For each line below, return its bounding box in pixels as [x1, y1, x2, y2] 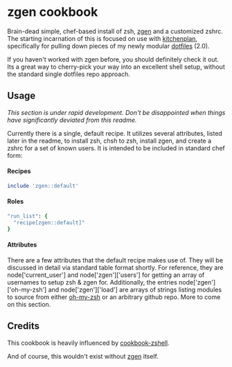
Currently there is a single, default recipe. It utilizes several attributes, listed [7, 129, 223, 137]
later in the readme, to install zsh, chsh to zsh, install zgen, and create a [7, 136, 212, 145]
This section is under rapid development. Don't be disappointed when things [7, 108, 226, 116]
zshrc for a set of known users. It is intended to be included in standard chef [7, 143, 225, 152]
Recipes [7, 167, 31, 175]
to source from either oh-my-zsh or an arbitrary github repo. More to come [7, 292, 221, 301]
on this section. [7, 300, 51, 308]
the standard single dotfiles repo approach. [7, 70, 130, 78]
